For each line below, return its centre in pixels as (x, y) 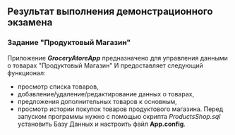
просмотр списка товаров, (58, 86)
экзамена (30, 23)
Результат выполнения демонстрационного (110, 12)
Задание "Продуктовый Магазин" (69, 43)
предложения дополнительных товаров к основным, (97, 101)
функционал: (26, 72)
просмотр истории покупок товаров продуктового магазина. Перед (120, 109)
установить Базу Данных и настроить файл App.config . (101, 124)
